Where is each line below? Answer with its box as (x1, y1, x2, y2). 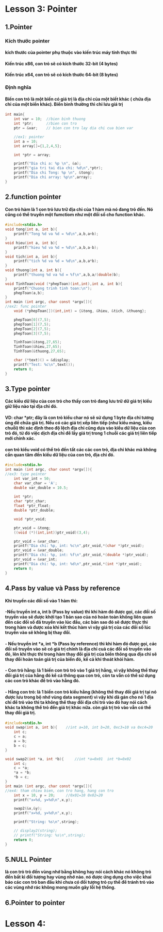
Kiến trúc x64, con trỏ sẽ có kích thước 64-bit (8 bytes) (5, 72, 118, 78)
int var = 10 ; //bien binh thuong (14, 117, 86, 121)
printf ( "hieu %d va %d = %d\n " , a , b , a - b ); (14, 245, 99, 250)
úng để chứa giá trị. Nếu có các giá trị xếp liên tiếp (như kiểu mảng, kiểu (5, 420, 152, 426)
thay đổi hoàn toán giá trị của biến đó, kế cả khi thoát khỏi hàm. (5, 656, 135, 662)
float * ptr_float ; (14, 503, 51, 508)
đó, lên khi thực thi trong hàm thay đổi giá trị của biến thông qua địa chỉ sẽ (5, 651, 157, 657)
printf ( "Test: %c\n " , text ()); (14, 362, 75, 367)
